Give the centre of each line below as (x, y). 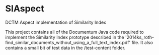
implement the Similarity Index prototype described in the (65, 37)
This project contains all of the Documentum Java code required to (75, 32)
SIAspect (25, 9)
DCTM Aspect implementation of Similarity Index (56, 22)
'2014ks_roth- (140, 37)
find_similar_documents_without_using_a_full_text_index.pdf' (68, 42)
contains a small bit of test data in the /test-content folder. (65, 48)
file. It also (142, 42)
